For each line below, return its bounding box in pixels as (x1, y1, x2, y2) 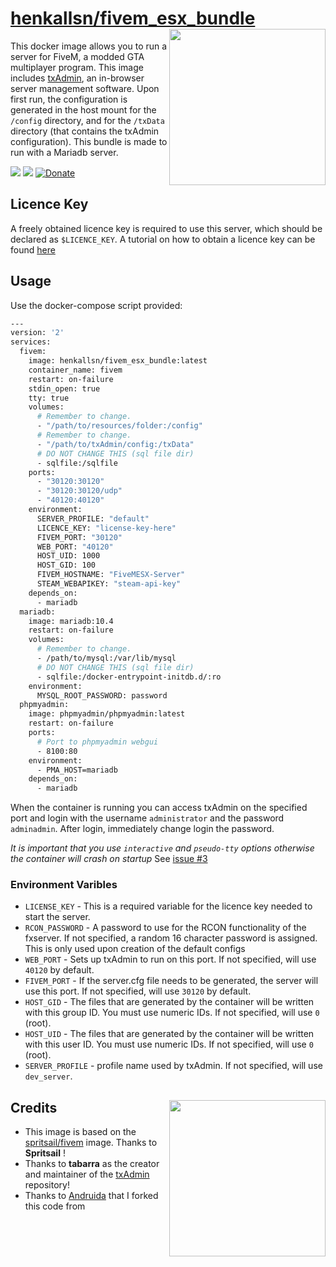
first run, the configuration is (10, 93, 128, 105)
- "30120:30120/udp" (36, 486, 123, 496)
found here (10, 243, 56, 256)
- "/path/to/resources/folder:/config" (36, 421, 203, 431)
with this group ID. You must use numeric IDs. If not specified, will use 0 (24, 1007, 320, 1019)
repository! (24, 1179, 70, 1191)
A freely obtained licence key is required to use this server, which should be (10, 222, 323, 234)
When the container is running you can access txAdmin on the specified (10, 802, 308, 814)
